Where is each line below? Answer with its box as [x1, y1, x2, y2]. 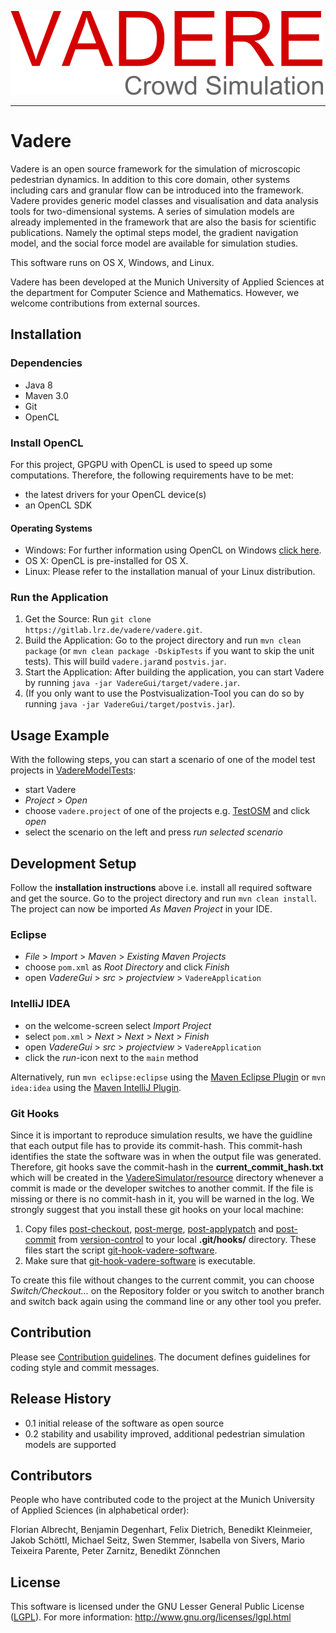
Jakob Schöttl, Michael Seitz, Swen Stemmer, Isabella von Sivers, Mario [10, 1534, 305, 1546]
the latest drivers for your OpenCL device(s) [24, 488, 207, 500]
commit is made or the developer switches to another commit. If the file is [10, 1182, 314, 1194]
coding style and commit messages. [10, 1361, 160, 1373]
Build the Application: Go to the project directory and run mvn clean [24, 634, 302, 646]
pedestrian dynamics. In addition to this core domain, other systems [10, 173, 291, 185]
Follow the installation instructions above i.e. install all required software [10, 882, 313, 894]
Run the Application [10, 591, 109, 605]
